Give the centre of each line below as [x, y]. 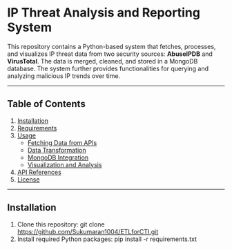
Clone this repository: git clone [61, 224]
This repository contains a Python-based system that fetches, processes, [112, 46]
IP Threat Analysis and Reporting [104, 13]
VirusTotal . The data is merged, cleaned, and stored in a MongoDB [103, 61]
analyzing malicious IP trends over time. [64, 76]
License [28, 179]
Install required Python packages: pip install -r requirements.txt [107, 239]
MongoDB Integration [58, 157]
